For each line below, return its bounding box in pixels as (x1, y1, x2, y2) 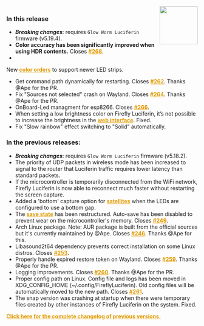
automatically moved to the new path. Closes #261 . (15, 288, 144, 295)
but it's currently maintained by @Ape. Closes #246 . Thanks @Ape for (15, 229, 192, 237)
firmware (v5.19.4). (15, 35, 63, 42)
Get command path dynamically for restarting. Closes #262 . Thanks (15, 78, 186, 85)
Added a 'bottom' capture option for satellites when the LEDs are (15, 197, 179, 204)
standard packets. (15, 172, 61, 179)
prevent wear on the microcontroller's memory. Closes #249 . (15, 217, 169, 224)
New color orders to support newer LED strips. (6, 66, 124, 74)
